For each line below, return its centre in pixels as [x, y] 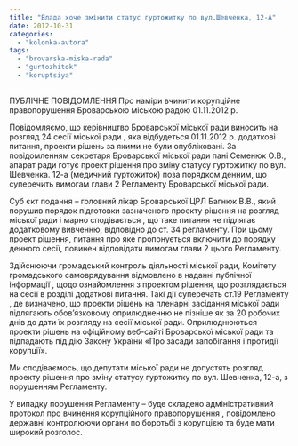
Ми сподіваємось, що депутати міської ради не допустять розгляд [137, 367]
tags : [19, 51]
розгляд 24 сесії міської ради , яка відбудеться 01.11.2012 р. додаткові [142, 136]
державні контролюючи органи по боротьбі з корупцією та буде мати [142, 422]
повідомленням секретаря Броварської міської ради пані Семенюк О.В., [148, 155]
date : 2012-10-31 [41, 26]
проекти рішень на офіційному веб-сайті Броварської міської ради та [141, 331]
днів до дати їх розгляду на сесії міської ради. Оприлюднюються [133, 322]
